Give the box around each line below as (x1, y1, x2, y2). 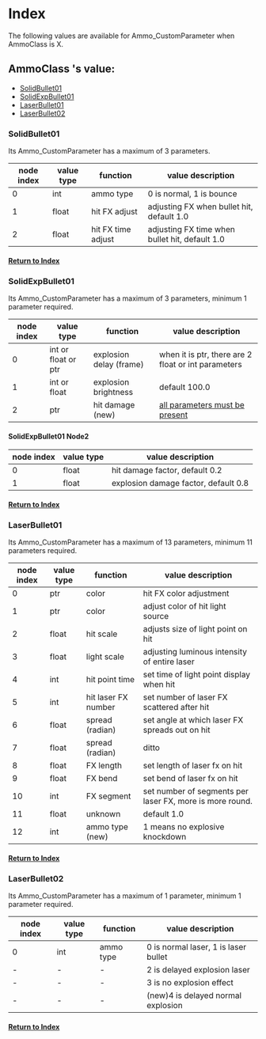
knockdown (142, 832, 187, 843)
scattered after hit (142, 702, 210, 713)
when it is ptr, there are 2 (159, 349, 253, 360)
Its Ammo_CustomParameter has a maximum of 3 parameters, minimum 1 (8, 294, 247, 303)
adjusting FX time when (147, 224, 236, 235)
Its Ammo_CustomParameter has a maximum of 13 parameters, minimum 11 (8, 537, 253, 547)
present (159, 409, 188, 420)
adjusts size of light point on (142, 624, 248, 635)
